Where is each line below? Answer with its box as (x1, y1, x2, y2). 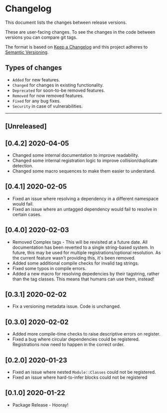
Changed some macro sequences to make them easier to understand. (12, 168, 156, 174)
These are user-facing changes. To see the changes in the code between (5, 29, 156, 35)
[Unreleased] (5, 122, 47, 131)
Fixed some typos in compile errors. (12, 265, 86, 271)
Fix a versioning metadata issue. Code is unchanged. (12, 303, 121, 309)
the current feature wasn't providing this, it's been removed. (12, 255, 136, 261)
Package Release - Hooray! (12, 402, 69, 408)
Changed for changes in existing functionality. (12, 82, 104, 88)
